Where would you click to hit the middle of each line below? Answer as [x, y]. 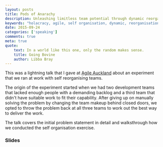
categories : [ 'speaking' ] [31, 32]
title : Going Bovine [34, 55]
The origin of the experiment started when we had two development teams [80, 87]
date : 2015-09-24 [23, 28]
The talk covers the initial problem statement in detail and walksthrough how [81, 123]
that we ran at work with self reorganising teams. [54, 78]
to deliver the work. [24, 113]
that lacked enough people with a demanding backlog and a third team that [80, 93]
